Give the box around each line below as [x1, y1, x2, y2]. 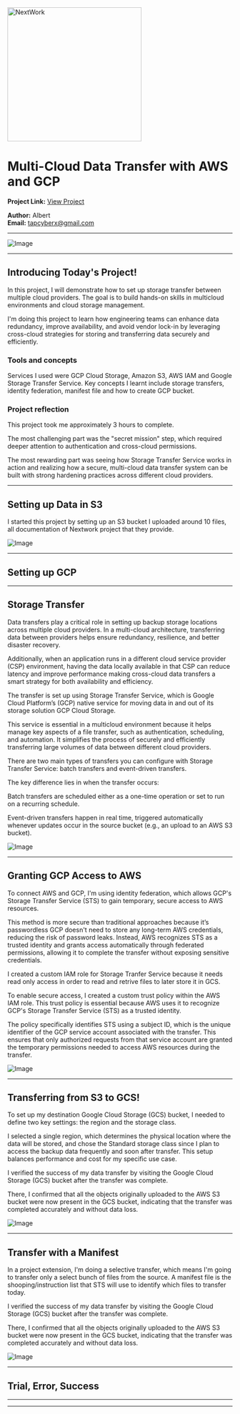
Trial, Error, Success [7, 1380, 99, 1392]
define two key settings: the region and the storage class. [7, 1118, 176, 1127]
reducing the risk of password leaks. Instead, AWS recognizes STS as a [7, 932, 218, 942]
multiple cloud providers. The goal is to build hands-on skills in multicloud [7, 293, 224, 302]
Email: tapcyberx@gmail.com [7, 218, 94, 227]
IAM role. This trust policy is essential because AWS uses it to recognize [7, 998, 220, 1007]
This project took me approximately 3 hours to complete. [7, 421, 174, 429]
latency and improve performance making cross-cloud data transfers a [7, 669, 216, 678]
